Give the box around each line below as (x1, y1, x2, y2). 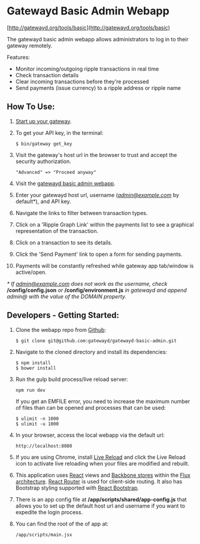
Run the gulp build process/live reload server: (15, 376, 128, 383)
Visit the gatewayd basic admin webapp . (15, 180, 116, 187)
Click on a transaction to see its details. (15, 238, 113, 246)
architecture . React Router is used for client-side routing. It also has (15, 477, 183, 485)
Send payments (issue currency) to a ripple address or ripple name (15, 84, 181, 91)
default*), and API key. (15, 198, 71, 205)
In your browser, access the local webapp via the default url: (15, 431, 165, 439)
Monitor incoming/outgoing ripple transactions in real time (15, 65, 159, 72)
